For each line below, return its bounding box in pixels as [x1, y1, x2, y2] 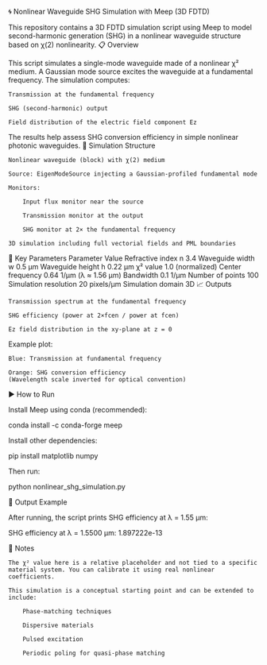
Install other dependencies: [8, 436, 98, 445]
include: [8, 593, 37, 601]
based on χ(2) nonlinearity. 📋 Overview [8, 40, 139, 49]
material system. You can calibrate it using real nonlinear [8, 566, 215, 574]
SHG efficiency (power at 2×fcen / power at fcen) [8, 311, 180, 319]
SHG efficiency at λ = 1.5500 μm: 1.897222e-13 [8, 528, 163, 537]
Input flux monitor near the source [22, 198, 145, 206]
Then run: [8, 466, 41, 476]
